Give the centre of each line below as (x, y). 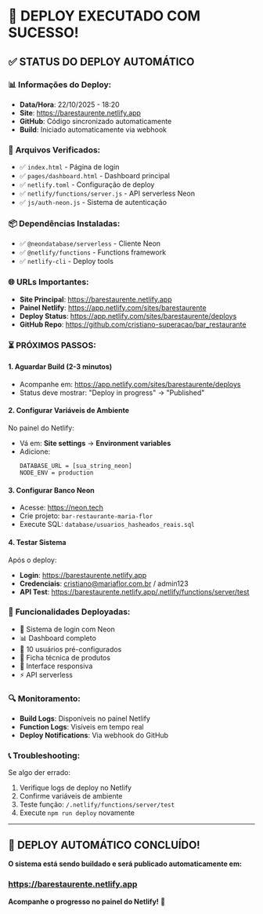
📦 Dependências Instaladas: (64, 224)
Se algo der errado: (39, 773)
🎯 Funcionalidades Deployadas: (69, 612)
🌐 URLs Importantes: (49, 282)
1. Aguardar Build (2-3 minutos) (60, 367)
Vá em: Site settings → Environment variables (95, 444)
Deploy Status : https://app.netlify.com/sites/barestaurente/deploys (128, 316)
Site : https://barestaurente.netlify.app (80, 112)
